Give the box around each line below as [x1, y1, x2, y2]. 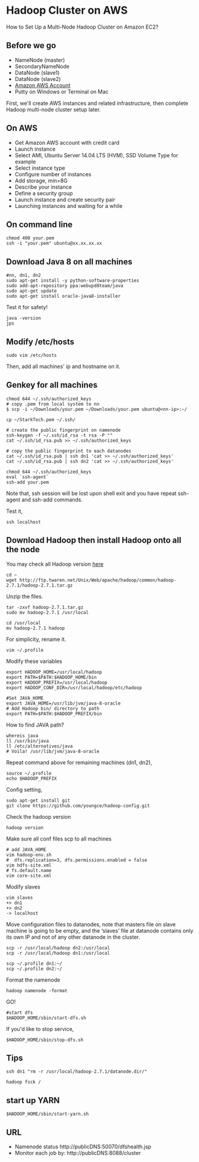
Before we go [6, 41, 56, 51]
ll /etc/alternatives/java [6, 743, 73, 749]
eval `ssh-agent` [6, 474, 49, 480]
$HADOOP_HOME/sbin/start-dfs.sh [6, 1015, 86, 1021]
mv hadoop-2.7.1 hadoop [6, 625, 65, 631]
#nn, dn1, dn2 [6, 272, 42, 279]
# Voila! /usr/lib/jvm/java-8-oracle [6, 748, 100, 754]
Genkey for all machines [6, 380, 98, 390]
